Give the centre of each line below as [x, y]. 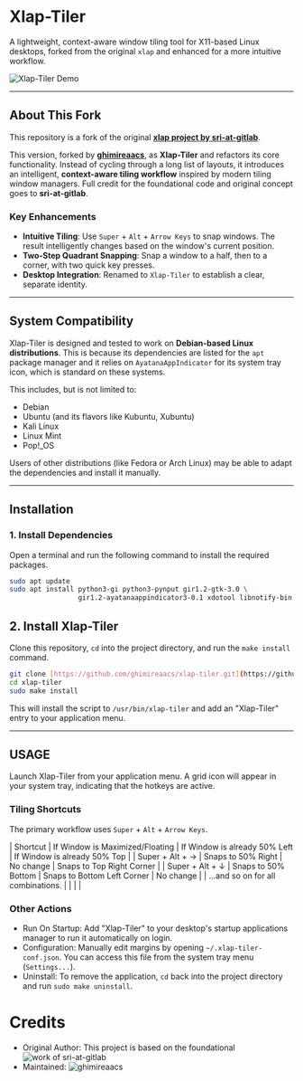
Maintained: [44, 1067]
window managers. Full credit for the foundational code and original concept [151, 184]
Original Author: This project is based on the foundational [129, 1048]
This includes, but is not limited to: [73, 389]
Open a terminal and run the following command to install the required [139, 555]
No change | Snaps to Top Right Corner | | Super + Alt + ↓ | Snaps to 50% [147, 866]
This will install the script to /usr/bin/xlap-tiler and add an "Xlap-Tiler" [144, 708]
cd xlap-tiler [36, 682]
